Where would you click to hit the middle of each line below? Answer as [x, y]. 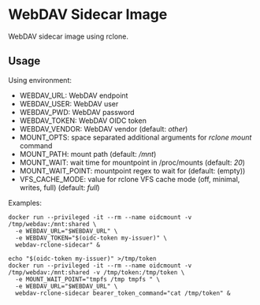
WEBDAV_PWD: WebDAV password [77, 112]
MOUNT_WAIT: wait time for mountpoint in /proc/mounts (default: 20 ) [132, 162]
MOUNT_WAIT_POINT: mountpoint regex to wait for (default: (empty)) [132, 170]
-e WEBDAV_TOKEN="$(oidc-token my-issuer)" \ [91, 238]
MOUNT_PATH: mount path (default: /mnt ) [88, 154]
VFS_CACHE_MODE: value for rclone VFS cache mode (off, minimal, [130, 179]
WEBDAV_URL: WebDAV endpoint [74, 95]
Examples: [25, 203]
